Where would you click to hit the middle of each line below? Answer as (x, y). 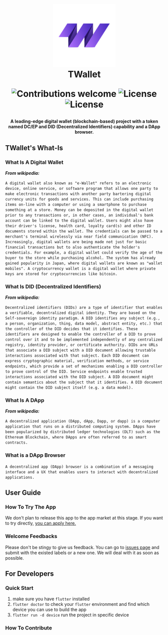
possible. (15, 558)
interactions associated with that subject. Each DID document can (77, 356)
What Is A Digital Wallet (34, 162)
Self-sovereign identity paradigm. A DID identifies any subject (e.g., (83, 319)
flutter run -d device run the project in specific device (71, 615)
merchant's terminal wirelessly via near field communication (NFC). (79, 237)
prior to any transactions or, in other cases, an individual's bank (79, 215)
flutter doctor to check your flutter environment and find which (81, 604)
